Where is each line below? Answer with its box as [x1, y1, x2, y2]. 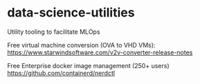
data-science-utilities [7, 5, 135, 21]
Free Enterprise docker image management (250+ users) [7, 61, 170, 70]
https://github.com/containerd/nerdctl [7, 69, 116, 77]
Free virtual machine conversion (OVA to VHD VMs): [7, 41, 156, 49]
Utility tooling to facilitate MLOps [7, 28, 100, 36]
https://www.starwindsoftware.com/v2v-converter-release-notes [7, 48, 193, 56]
